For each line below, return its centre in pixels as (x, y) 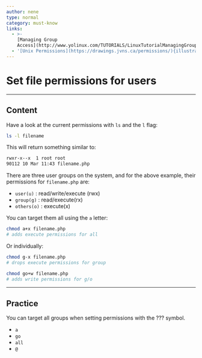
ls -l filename (25, 136)
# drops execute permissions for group (56, 262)
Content (22, 110)
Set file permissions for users (81, 80)
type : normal (23, 17)
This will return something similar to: (51, 147)
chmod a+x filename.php (36, 229)
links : (14, 29)
